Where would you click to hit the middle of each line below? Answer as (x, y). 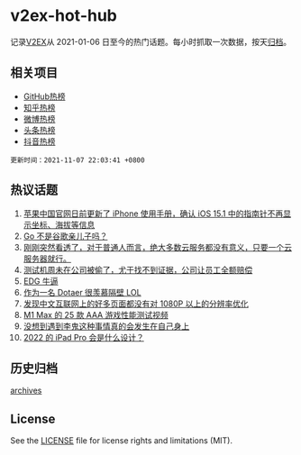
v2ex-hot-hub (64, 16)
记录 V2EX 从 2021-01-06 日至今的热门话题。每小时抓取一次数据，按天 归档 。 (151, 41)
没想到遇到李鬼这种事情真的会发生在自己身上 (106, 326)
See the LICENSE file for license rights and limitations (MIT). (122, 441)
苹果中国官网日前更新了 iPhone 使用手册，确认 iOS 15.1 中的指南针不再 (153, 214)
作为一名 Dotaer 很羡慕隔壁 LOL (82, 292)
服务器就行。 (47, 259)
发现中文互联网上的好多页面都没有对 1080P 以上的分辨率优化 (136, 304)
